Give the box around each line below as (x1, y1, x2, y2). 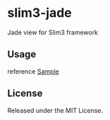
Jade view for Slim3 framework (7, 28, 99, 36)
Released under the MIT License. (7, 106, 104, 114)
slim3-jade (7, 5, 72, 21)
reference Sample (7, 67, 59, 75)
